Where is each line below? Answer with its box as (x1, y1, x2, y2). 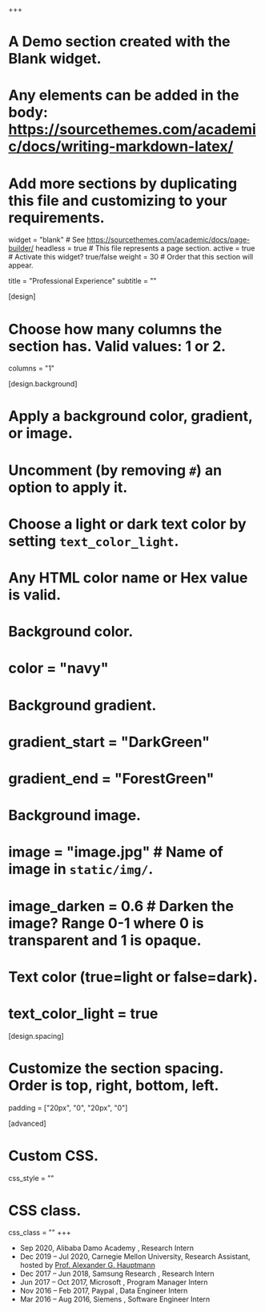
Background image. (8, 807, 142, 824)
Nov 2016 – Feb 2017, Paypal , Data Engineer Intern (19, 1286, 188, 1296)
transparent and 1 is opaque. (8, 931, 202, 949)
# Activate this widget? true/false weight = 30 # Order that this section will (8, 252, 254, 262)
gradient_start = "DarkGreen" (8, 733, 211, 751)
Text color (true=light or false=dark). (8, 967, 258, 986)
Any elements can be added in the (8, 86, 239, 104)
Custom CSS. (8, 1146, 98, 1165)
